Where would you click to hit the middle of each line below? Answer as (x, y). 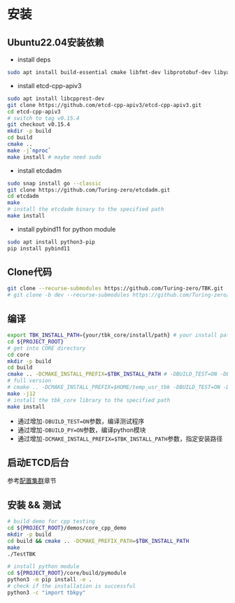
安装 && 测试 (34, 505)
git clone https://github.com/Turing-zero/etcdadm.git (89, 190)
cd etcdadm (23, 197)
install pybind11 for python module (66, 229)
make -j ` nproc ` (29, 150)
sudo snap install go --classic (54, 183)
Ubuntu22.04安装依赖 (56, 42)
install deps (34, 59)
